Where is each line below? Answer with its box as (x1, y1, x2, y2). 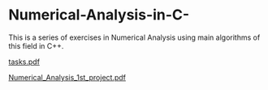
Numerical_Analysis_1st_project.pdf (8, 72, 126, 82)
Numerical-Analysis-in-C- (8, 6, 190, 24)
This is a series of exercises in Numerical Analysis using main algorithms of (8, 32, 261, 42)
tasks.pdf (8, 57, 41, 66)
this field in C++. (8, 41, 64, 50)
